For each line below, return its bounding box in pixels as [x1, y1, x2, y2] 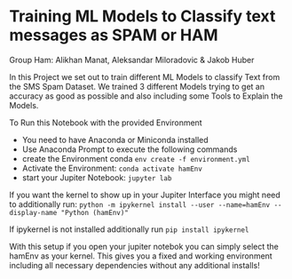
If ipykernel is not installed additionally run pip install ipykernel [9, 224, 249, 235]
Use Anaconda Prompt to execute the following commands [21, 144, 238, 155]
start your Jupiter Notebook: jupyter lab [21, 171, 172, 183]
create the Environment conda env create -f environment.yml [21, 153, 250, 163]
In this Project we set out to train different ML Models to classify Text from [9, 71, 280, 82]
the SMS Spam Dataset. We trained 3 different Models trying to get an [9, 81, 264, 92]
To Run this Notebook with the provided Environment [9, 117, 202, 128]
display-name [9, 208, 58, 217]
